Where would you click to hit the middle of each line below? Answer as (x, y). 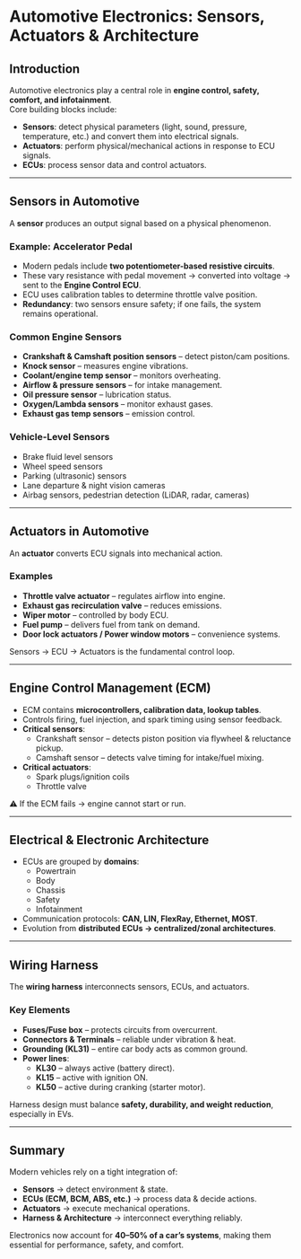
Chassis (50, 890)
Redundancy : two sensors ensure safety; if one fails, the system (142, 304)
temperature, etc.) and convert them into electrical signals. (130, 136)
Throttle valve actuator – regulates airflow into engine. (124, 595)
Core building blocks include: (63, 109)
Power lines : (46, 1058)
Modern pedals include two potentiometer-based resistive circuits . (148, 266)
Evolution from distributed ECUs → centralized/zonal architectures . (149, 929)
